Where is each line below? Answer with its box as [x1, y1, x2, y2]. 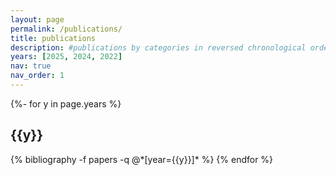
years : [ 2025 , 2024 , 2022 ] [10, 52, 123, 62]
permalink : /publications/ [10, 24, 123, 34]
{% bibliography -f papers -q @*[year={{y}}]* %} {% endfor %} [10, 153, 274, 165]
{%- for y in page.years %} [10, 97, 122, 110]
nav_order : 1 [10, 71, 65, 81]
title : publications [10, 33, 97, 43]
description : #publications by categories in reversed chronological [10, 42, 307, 53]
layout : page [10, 14, 65, 25]
